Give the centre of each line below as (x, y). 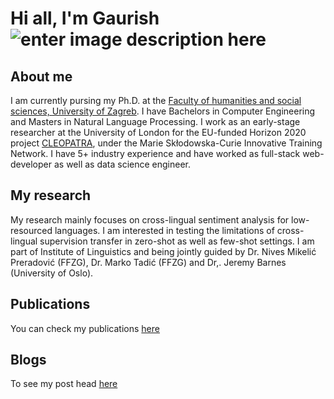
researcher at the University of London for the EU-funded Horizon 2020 (158, 132)
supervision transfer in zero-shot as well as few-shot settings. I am (177, 241)
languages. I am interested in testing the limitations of (164, 230)
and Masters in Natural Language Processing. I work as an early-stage (155, 121)
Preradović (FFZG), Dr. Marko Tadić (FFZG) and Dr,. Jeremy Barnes (148, 262)
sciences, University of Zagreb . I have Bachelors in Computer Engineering (163, 111)
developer (31, 164)
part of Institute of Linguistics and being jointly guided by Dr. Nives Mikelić (163, 251)
